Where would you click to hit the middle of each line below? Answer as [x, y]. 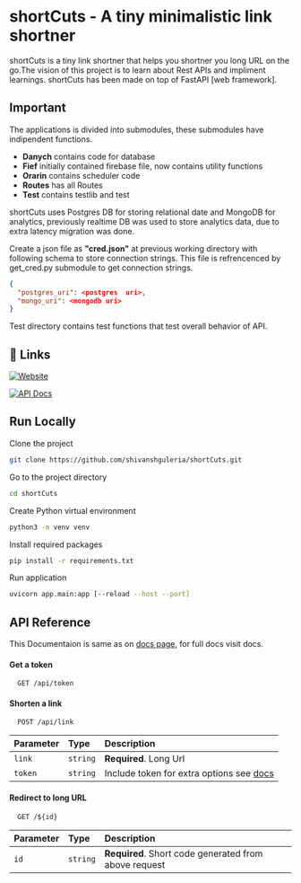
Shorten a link [36, 703]
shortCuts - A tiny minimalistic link [141, 17]
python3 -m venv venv [50, 527]
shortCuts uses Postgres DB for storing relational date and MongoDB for [142, 212]
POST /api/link [46, 722]
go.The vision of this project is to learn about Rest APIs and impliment [138, 70]
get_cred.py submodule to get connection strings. [101, 268]
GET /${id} [38, 817]
